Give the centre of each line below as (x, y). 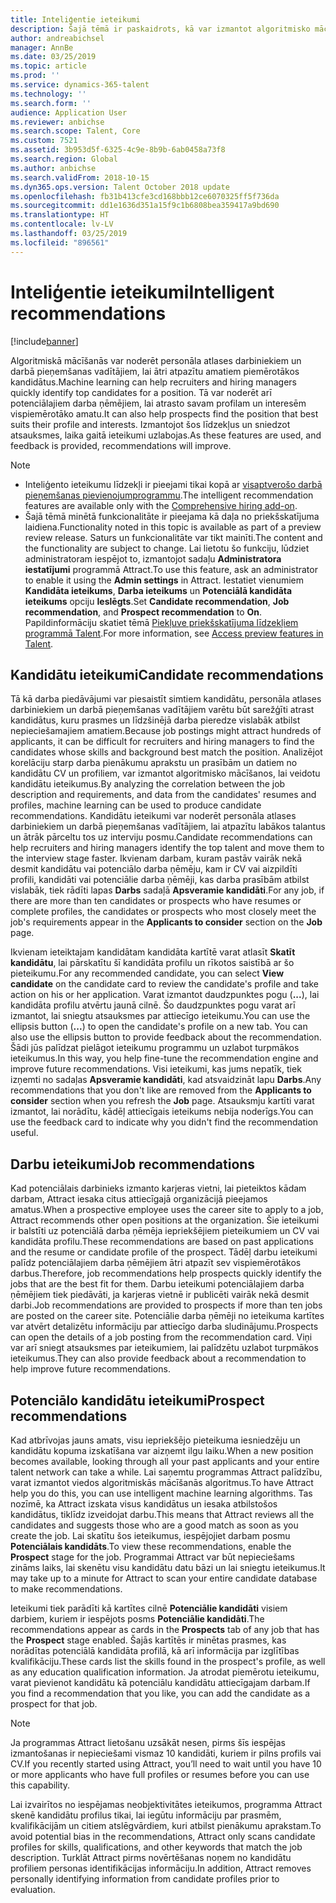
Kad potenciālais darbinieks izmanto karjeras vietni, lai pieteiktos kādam (158, 1188)
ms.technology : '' (48, 94)
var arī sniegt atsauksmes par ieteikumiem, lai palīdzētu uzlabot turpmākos (164, 1348)
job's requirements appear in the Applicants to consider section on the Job (166, 922)
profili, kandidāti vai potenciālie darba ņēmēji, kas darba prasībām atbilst (160, 880)
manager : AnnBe (42, 47)
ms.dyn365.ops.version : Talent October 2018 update (120, 187)
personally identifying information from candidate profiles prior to (145, 1879)
